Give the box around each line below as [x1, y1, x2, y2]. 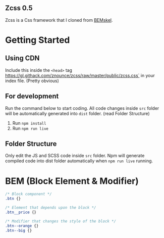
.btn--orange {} [5, 223, 39, 228]
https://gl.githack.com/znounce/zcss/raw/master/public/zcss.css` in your [5, 72, 155, 78]
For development [5, 92, 59, 100]
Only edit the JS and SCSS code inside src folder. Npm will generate [5, 153, 145, 159]
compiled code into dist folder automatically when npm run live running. [5, 158, 153, 164]
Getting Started [5, 35, 70, 46]
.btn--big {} [5, 228, 32, 233]
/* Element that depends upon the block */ [5, 205, 97, 210]
